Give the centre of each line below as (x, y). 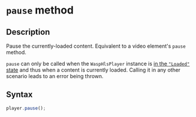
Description (28, 32)
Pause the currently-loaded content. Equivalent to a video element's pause (96, 46)
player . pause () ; (26, 108)
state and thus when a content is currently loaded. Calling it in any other (93, 70)
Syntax (19, 95)
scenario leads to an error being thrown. (55, 76)
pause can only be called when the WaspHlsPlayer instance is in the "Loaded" (98, 63)
